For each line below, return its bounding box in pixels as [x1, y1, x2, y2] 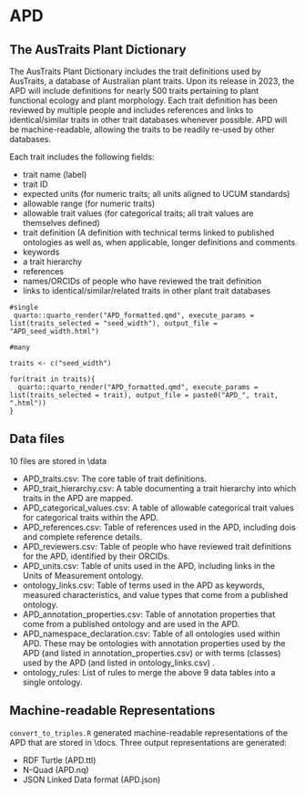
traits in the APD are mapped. [22, 492, 134, 503]
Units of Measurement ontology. [22, 570, 144, 581]
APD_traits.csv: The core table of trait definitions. [22, 473, 208, 484]
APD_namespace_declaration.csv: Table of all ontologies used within [22, 628, 280, 639]
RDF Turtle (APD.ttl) [22, 754, 97, 766]
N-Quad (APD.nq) [22, 764, 89, 775]
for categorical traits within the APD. [22, 511, 159, 522]
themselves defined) [22, 218, 100, 228]
